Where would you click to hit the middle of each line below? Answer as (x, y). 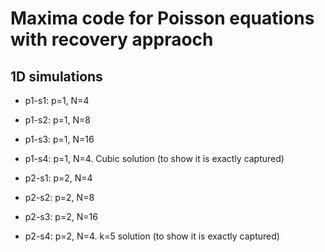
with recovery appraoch (112, 39)
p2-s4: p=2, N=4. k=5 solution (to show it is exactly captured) (152, 236)
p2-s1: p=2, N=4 (58, 178)
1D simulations (56, 76)
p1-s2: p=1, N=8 (57, 120)
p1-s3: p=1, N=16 (59, 139)
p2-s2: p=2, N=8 (59, 197)
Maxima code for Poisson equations (162, 18)
